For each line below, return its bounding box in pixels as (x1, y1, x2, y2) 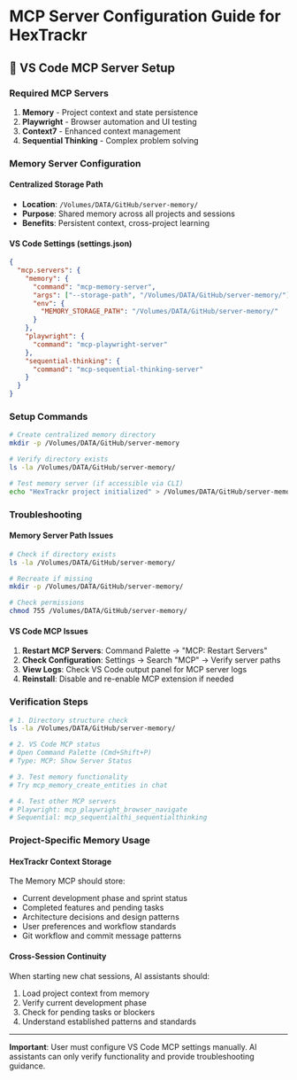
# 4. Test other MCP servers (9, 796, 117, 805)
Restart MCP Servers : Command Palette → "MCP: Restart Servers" (21, 645, 268, 657)
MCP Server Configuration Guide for (9, 6, 281, 27)
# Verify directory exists (9, 455, 109, 464)
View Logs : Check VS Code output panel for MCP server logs (21, 664, 247, 675)
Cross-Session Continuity (9, 951, 107, 961)
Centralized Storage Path (9, 179, 103, 190)
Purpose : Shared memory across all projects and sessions (21, 208, 236, 219)
